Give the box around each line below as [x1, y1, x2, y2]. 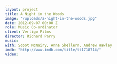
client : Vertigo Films [5, 29, 51, 34]
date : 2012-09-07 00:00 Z [5, 20, 58, 26]
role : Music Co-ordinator [5, 25, 58, 30]
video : [5, 51, 19, 57]
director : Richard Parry [5, 34, 56, 39]
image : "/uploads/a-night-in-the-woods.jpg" [5, 16, 97, 21]
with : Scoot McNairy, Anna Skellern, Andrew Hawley [5, 43, 112, 48]
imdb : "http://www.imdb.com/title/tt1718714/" [5, 47, 101, 52]
